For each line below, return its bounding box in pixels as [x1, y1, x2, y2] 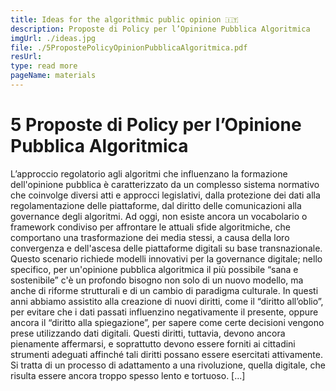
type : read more [10, 61, 78, 71]
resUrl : [10, 52, 43, 62]
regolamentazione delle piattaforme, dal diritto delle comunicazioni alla [10, 199, 302, 211]
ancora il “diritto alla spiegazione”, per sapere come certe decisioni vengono [10, 316, 325, 328]
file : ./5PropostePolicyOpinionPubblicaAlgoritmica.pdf [10, 42, 248, 53]
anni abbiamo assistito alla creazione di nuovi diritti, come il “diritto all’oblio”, [10, 295, 324, 307]
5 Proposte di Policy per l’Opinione [10, 114, 302, 136]
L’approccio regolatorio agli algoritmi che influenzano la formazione [10, 167, 288, 180]
